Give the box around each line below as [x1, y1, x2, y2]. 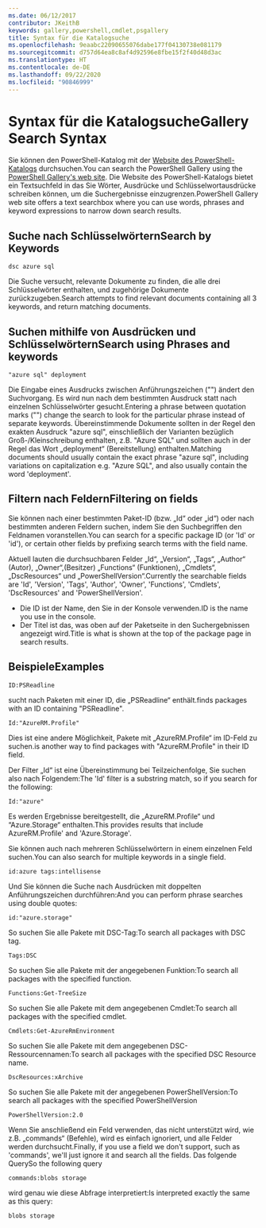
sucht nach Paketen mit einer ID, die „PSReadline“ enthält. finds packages [8, 695, 248, 704]
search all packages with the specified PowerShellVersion [8, 1095, 198, 1105]
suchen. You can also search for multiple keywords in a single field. [8, 852, 226, 862]
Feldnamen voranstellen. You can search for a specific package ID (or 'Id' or [8, 530, 256, 540]
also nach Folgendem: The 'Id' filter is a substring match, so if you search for [8, 773, 258, 783]
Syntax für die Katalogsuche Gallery [8, 112, 249, 130]
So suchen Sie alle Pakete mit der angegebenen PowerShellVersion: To [8, 1087, 238, 1097]
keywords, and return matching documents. [8, 302, 151, 312]
